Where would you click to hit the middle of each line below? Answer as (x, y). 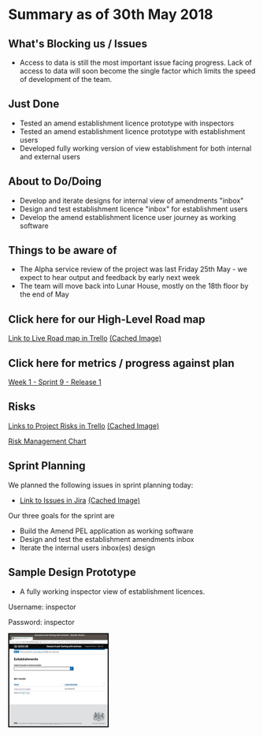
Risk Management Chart (47, 441)
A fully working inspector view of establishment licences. (112, 591)
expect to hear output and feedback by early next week (109, 278)
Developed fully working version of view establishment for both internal (135, 148)
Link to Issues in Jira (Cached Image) (80, 500)
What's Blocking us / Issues (78, 44)
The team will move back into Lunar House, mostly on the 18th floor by (134, 286)
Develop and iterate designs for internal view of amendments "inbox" (131, 200)
